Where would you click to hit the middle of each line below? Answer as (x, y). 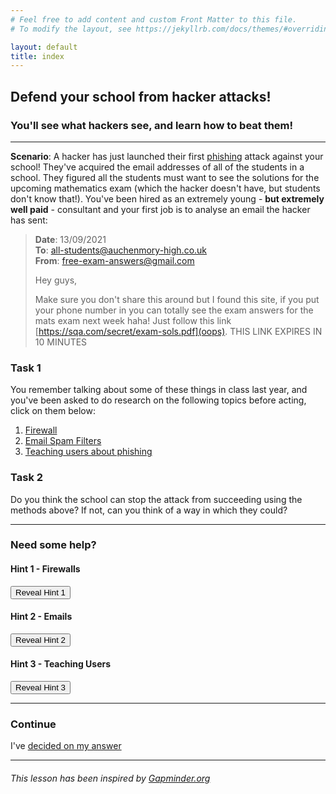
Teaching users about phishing (88, 452)
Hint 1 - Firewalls (45, 569)
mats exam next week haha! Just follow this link (133, 320)
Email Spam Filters (63, 441)
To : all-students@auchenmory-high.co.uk (121, 250)
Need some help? (53, 545)
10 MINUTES (61, 342)
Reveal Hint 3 (41, 687)
